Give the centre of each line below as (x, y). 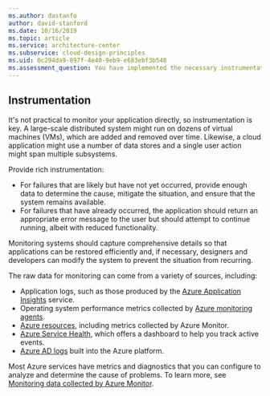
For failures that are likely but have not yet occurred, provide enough (133, 184)
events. (32, 342)
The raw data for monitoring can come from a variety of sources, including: (133, 275)
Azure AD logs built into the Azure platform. (92, 350)
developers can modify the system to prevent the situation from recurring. (131, 260)
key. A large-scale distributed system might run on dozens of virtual (121, 128)
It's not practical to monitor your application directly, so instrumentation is (131, 119)
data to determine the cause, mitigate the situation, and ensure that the (137, 193)
